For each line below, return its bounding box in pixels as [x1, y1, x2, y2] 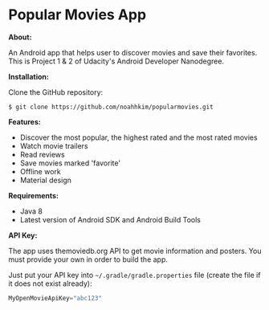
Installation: [8, 71, 50, 81]
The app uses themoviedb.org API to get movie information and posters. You [8, 246, 262, 255]
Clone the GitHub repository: [8, 87, 104, 97]
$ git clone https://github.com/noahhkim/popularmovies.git [8, 103, 214, 111]
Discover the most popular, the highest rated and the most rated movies [19, 133, 259, 142]
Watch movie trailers [19, 141, 88, 150]
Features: [8, 116, 42, 126]
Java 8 [19, 206, 43, 216]
